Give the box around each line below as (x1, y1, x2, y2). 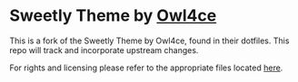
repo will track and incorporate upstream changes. (9, 44, 199, 55)
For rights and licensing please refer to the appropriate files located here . (9, 62, 283, 73)
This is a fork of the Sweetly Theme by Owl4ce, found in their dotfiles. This (9, 35, 290, 46)
